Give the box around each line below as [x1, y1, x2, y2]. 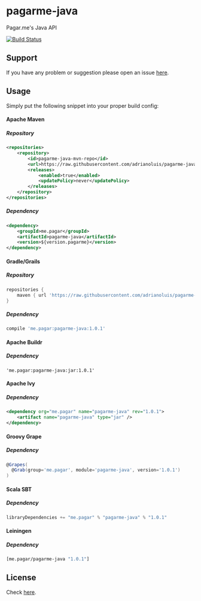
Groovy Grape [6, 433, 42, 440]
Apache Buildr [6, 338, 43, 345]
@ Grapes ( [6, 462, 28, 468]
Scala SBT [6, 485, 32, 493]
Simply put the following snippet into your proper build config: [6, 102, 159, 109]
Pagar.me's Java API [6, 24, 57, 31]
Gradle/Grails [6, 257, 41, 265]
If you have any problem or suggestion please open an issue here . [6, 69, 169, 76]
